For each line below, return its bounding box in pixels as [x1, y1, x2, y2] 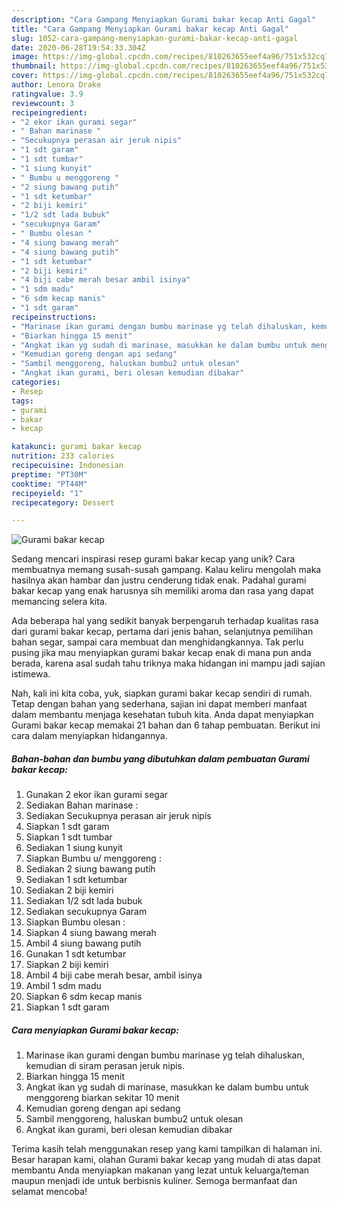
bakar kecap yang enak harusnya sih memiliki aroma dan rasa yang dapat [11, 585, 314, 597]
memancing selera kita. [11, 596, 108, 608]
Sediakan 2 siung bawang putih [25, 863, 156, 875]
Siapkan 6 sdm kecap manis [25, 991, 143, 1003]
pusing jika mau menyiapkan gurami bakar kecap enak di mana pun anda [11, 647, 312, 659]
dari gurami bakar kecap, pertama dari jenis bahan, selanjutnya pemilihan [11, 626, 314, 638]
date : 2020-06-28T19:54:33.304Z [11, 42, 146, 53]
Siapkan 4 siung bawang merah [25, 927, 157, 939]
